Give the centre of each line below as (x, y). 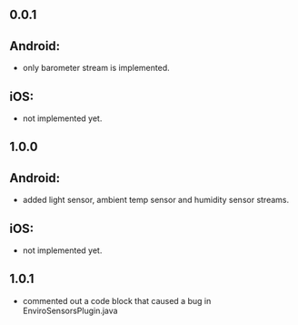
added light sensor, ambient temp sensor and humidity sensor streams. (155, 200)
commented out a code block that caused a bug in (117, 300)
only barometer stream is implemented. (96, 68)
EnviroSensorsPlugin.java (70, 310)
